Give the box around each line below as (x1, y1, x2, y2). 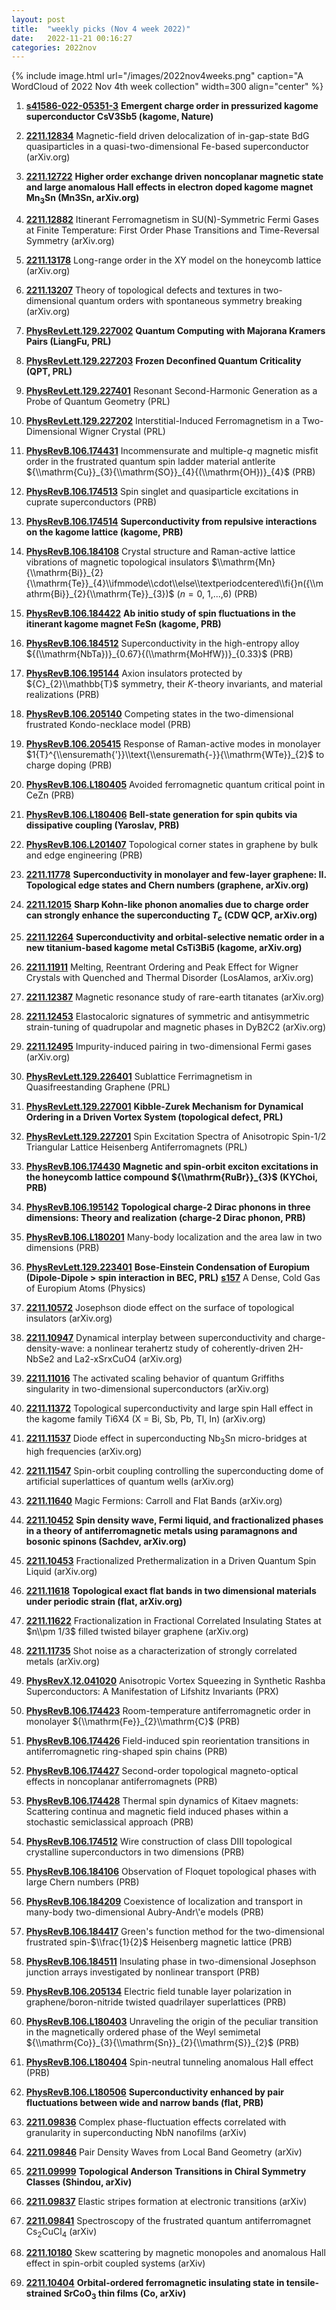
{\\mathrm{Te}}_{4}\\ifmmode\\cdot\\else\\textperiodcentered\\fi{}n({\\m (25, 577, 324, 590)
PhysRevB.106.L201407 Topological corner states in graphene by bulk (25, 839, 319, 851)
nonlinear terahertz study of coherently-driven (94, 1342, 286, 1354)
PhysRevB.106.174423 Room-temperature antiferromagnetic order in (25, 1704, 311, 1716)
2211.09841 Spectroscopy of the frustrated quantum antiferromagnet (25, 2214, 312, 2226)
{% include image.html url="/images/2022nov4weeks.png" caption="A (11, 70, 304, 82)
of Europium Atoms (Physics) (25, 1282, 146, 1294)
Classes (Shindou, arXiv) (25, 2176, 133, 2188)
